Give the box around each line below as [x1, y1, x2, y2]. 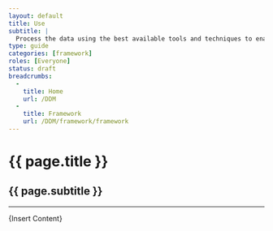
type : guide [8, 42, 49, 50]
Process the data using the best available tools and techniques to [15, 34, 253, 43]
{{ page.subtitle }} [8, 184, 103, 199]
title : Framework [23, 110, 82, 118]
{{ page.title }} [8, 152, 109, 171]
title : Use [8, 19, 45, 28]
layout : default [8, 11, 63, 20]
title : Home [23, 87, 63, 96]
